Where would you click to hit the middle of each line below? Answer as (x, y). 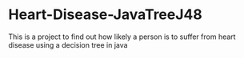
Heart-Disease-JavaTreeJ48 (105, 15)
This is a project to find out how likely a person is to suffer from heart (122, 37)
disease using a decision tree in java (68, 44)
